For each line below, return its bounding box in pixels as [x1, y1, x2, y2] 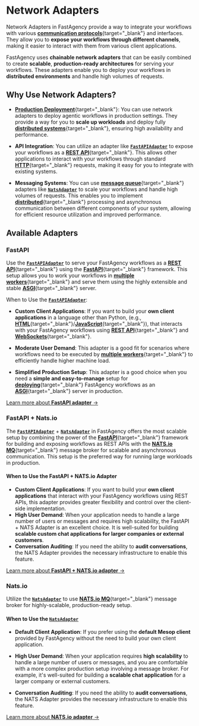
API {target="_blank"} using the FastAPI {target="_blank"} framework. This [6, 266, 188, 273]
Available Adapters [6, 228, 78, 238]
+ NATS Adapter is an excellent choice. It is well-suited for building [14, 524, 179, 531]
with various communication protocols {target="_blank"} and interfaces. [6, 29, 184, 36]
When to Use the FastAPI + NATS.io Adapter [6, 473, 118, 480]
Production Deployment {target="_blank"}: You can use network [14, 105, 173, 113]
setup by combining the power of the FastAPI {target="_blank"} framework [6, 433, 189, 441]
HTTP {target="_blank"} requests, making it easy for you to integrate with [14, 161, 194, 168]
